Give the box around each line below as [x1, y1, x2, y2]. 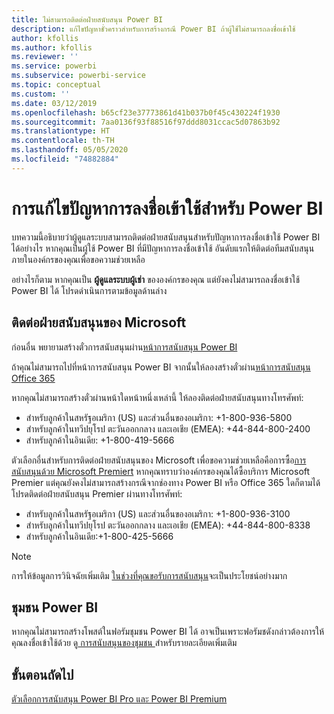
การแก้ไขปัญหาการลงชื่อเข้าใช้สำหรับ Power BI [11, 197, 324, 220]
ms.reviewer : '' [11, 52, 79, 62]
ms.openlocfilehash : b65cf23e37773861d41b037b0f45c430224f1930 [11, 107, 281, 118]
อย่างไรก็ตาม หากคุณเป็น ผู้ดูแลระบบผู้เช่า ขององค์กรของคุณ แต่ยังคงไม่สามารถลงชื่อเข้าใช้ [11, 273, 301, 285]
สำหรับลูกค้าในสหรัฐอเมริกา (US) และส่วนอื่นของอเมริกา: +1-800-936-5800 [25, 411, 293, 423]
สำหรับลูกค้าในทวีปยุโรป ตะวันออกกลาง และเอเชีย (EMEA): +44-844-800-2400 [25, 422, 311, 435]
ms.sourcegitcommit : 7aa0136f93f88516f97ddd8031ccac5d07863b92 [11, 117, 281, 127]
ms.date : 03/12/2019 [11, 98, 98, 108]
